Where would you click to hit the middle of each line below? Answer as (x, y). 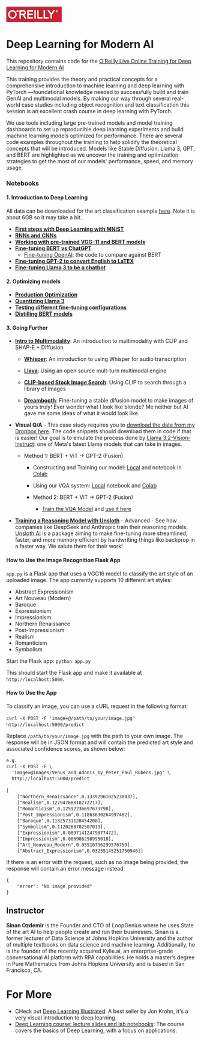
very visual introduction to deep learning (65, 1017)
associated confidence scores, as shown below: (66, 748)
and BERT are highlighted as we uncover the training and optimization (92, 155)
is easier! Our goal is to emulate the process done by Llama (88, 438)
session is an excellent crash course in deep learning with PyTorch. (89, 111)
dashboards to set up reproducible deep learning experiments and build (95, 129)
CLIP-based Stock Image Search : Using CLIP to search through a (105, 383)
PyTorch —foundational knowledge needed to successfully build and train (97, 92)
